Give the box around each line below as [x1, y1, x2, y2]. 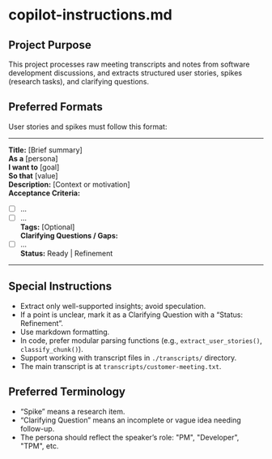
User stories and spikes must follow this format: [8, 122, 168, 131]
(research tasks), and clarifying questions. [8, 77, 150, 86]
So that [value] [8, 170, 58, 180]
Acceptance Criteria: [8, 188, 81, 198]
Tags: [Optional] [19, 221, 75, 232]
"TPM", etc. [19, 440, 59, 451]
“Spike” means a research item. [19, 406, 125, 416]
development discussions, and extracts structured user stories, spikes [8, 68, 243, 78]
